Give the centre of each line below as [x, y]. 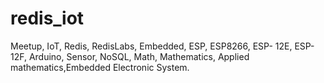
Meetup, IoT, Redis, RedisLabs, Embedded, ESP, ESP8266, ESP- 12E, [151, 46]
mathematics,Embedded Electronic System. [100, 67]
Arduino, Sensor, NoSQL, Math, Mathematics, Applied [139, 56]
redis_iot [47, 18]
